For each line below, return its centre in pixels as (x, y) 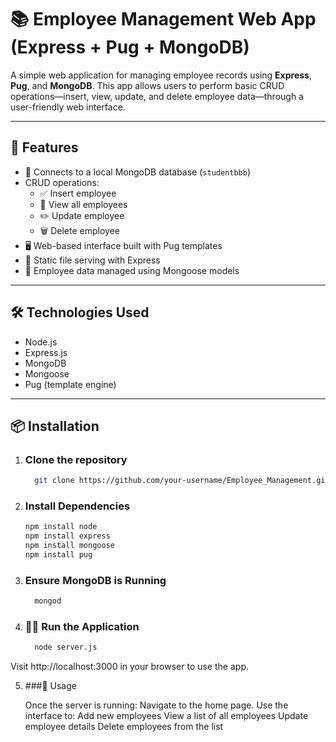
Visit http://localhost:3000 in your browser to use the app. (129, 667)
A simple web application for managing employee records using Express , (161, 75)
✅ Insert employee (78, 193)
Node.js (41, 342)
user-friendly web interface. (68, 107)
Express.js (46, 352)
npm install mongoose (69, 546)
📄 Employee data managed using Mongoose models (132, 270)
